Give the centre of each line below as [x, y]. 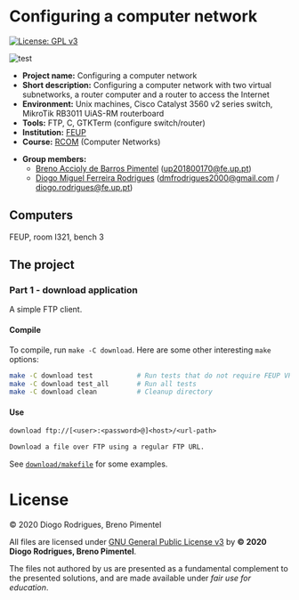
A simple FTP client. [46, 310]
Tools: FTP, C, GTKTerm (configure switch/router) [114, 123]
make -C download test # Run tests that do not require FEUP [145, 376]
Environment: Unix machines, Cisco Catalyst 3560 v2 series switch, [147, 103]
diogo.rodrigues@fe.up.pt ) [84, 187]
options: [24, 359]
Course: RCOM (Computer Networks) [91, 142]
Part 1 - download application [73, 290]
